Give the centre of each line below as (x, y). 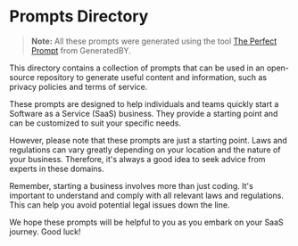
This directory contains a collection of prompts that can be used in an (137, 68)
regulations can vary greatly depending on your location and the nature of (145, 150)
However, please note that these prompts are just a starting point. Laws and (148, 140)
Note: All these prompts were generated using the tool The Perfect (154, 41)
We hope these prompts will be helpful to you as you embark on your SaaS (146, 222)
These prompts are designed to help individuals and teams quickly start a (144, 103)
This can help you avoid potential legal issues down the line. (120, 205)
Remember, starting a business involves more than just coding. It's (132, 185)
